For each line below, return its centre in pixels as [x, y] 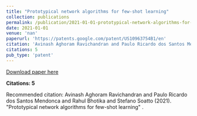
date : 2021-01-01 [27, 28]
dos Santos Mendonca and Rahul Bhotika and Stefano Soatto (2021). [89, 101]
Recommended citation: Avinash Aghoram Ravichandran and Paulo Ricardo [97, 94]
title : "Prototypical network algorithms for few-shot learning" [87, 11]
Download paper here [32, 71]
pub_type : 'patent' [30, 55]
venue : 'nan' [22, 33]
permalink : [19, 22]
